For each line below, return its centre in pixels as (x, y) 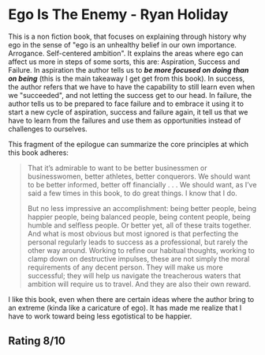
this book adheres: (39, 153)
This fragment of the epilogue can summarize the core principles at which (128, 144)
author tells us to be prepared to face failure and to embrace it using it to (126, 104)
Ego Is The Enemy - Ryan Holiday (118, 15)
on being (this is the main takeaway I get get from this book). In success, (127, 78)
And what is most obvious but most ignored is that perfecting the (133, 233)
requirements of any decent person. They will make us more (125, 267)
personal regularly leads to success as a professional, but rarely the (138, 242)
